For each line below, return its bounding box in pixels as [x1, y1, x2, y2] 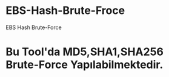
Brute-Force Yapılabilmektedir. [5, 58, 164, 72]
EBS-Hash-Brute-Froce [5, 4, 125, 18]
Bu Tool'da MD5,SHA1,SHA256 [5, 45, 164, 59]
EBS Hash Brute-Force [5, 24, 62, 31]
